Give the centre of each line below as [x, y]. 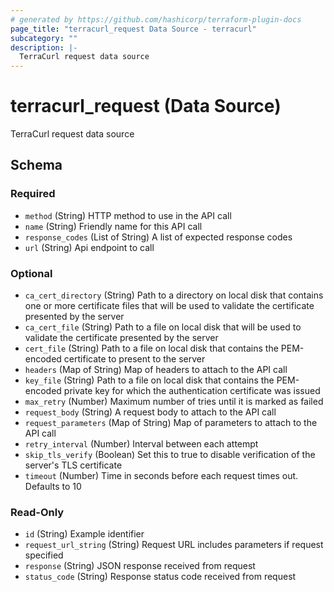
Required [33, 194]
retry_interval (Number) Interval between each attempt [141, 444]
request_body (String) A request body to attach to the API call [150, 412]
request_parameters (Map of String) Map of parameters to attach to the [171, 423]
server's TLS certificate [73, 465]
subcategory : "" [44, 38]
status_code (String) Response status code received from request [160, 577]
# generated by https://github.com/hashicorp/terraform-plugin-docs [156, 19]
